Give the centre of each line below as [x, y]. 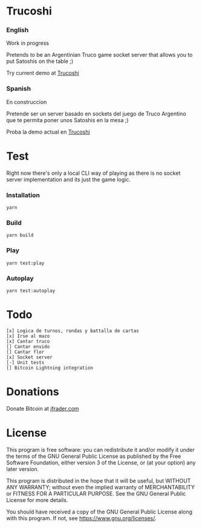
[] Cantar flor [25, 352]
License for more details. [37, 500]
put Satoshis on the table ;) [40, 61]
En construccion [27, 102]
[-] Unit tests [25, 362]
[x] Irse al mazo [28, 336]
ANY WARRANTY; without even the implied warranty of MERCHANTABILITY [101, 487]
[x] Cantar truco [28, 341]
